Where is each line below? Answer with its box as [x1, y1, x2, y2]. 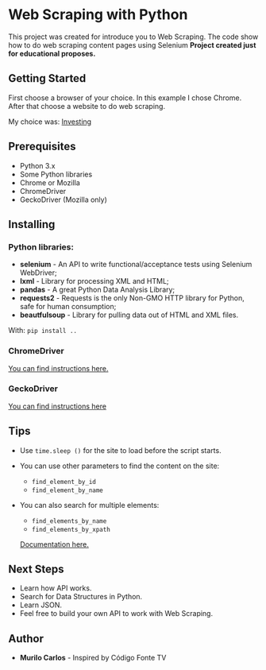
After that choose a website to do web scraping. [8, 101, 165, 110]
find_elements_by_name [31, 517, 107, 525]
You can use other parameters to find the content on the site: [19, 461, 220, 471]
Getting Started [8, 72, 87, 85]
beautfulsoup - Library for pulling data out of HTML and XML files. [19, 310, 239, 320]
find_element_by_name [31, 486, 103, 494]
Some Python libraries [19, 169, 93, 179]
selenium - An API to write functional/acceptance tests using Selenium [19, 260, 253, 269]
